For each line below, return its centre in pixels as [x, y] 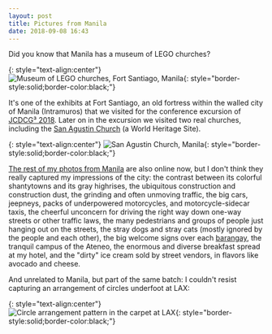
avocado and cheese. [45, 264]
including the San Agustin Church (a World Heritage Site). [105, 129]
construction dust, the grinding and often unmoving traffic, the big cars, [128, 195]
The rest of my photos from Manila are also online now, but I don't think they [136, 169]
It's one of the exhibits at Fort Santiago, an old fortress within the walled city [136, 103]
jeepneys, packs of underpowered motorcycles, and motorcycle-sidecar [129, 203]
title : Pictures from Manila [58, 24]
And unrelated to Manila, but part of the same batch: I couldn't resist [123, 280]
